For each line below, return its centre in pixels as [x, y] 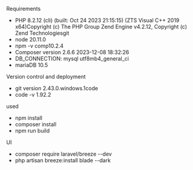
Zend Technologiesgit [42, 33]
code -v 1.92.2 [33, 95]
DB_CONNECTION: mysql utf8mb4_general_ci [72, 59]
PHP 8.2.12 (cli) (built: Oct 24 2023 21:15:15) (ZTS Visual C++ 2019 [97, 20]
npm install [29, 118]
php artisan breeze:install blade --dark [63, 160]
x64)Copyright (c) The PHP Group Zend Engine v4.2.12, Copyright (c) [101, 27]
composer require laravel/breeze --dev [63, 154]
